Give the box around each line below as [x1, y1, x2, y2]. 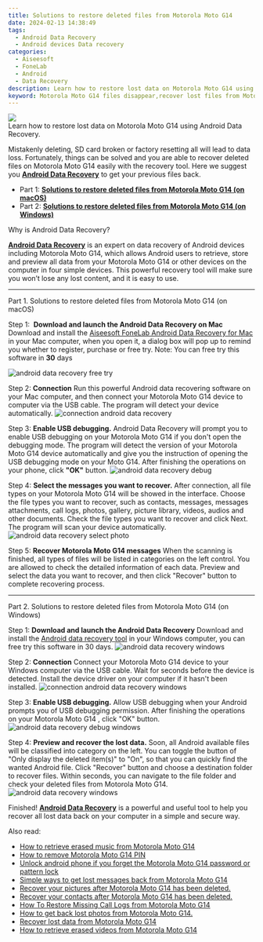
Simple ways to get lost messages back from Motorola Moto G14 [19, 875, 229, 885]
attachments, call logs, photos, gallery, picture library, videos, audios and [8, 506, 244, 515]
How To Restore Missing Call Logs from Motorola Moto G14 [19, 900, 211, 910]
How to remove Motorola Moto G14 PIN [19, 850, 146, 860]
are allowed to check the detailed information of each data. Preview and [8, 563, 240, 572]
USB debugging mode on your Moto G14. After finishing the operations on [8, 457, 247, 467]
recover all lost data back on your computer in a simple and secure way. [8, 812, 240, 821]
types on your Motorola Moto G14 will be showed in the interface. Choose [8, 489, 246, 498]
